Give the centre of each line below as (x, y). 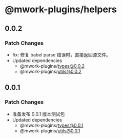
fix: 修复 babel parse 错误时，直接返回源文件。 (61, 54)
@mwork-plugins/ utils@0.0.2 (50, 71)
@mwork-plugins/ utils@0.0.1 (50, 131)
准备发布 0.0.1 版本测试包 (38, 114)
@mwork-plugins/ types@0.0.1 (52, 125)
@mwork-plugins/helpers (61, 9)
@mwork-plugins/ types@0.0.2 (52, 66)
